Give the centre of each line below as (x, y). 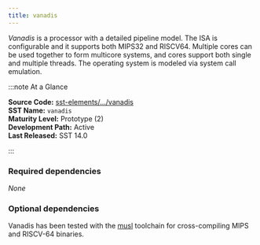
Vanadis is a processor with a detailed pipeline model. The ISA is (113, 38)
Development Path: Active (51, 127)
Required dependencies (55, 171)
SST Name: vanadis (40, 110)
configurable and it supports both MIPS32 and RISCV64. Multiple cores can (130, 46)
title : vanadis (33, 15)
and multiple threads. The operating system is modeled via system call (123, 63)
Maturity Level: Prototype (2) (56, 118)
